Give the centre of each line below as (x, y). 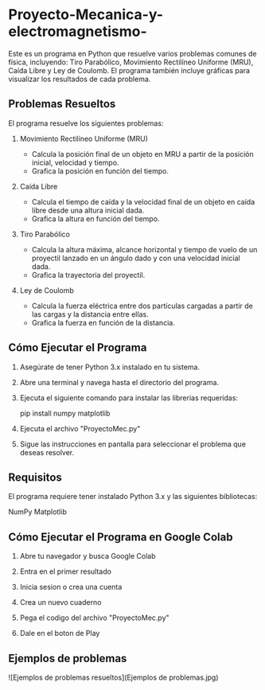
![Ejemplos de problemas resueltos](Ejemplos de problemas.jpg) (113, 677)
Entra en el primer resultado (65, 571)
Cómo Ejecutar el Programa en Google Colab (121, 537)
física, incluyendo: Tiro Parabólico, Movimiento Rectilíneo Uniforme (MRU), (131, 62)
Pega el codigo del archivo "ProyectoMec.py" (94, 618)
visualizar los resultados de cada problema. (80, 79)
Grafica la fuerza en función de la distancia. (103, 322)
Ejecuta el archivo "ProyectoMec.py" (80, 428)
